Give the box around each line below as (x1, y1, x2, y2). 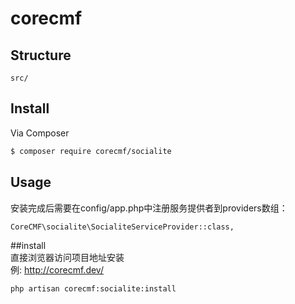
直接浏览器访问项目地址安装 (10, 251, 125, 263)
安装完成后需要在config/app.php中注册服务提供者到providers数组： (10, 202, 288, 214)
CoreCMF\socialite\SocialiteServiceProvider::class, (10, 222, 235, 232)
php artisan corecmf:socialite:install (10, 283, 177, 294)
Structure (10, 47, 72, 64)
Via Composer (10, 127, 70, 139)
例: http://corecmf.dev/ (10, 263, 104, 276)
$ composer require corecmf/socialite (10, 146, 172, 156)
